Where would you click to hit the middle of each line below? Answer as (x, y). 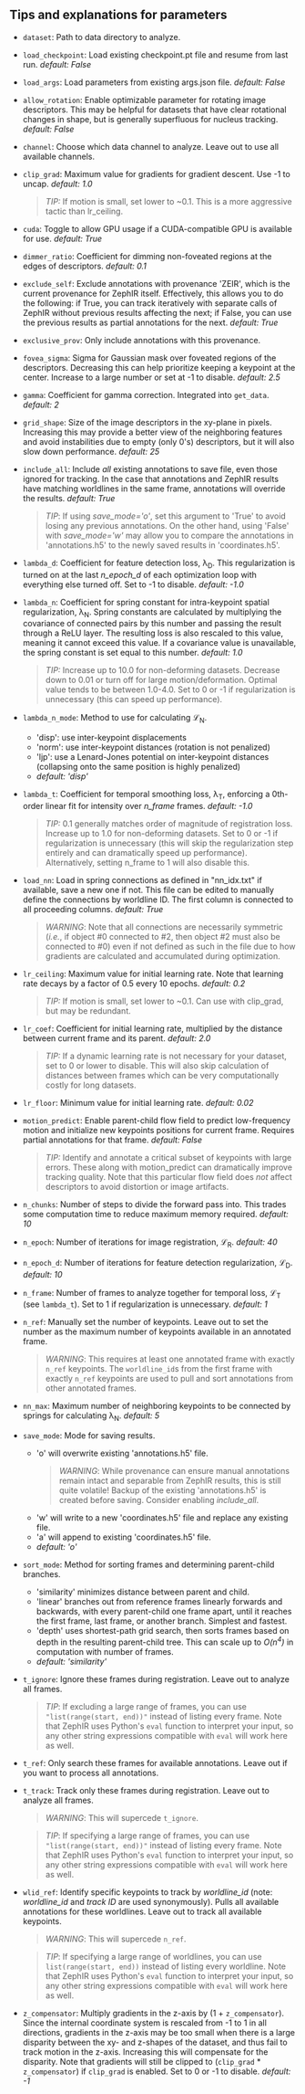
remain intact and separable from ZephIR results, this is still (170, 1481)
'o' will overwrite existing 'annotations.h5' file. (122, 1453)
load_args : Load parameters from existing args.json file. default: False (154, 82)
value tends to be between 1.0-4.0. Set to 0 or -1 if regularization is (170, 689)
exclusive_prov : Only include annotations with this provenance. (142, 340)
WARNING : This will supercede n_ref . (116, 1939)
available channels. (59, 156)
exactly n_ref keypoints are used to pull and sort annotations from (169, 1379)
